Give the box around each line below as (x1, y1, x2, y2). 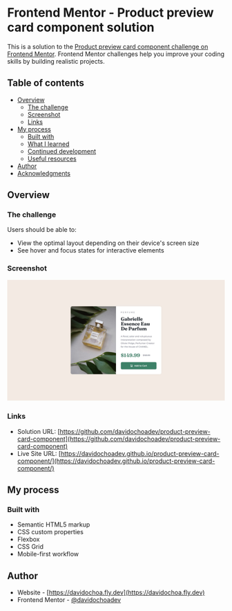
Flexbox (17, 535, 40, 544)
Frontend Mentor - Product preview (7, 5, 214, 21)
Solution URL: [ (17, 427, 60, 435)
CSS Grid (17, 542, 43, 551)
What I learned (27, 140, 70, 148)
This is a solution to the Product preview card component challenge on (7, 42, 209, 51)
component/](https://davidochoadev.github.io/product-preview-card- (17, 457, 215, 465)
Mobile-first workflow (17, 550, 79, 558)
